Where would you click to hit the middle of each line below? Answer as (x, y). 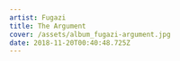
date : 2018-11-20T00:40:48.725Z (70, 43)
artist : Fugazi (38, 17)
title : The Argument (48, 26)
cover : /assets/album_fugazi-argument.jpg (90, 34)
